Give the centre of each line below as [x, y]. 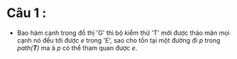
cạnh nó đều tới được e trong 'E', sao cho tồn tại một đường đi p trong [118, 40]
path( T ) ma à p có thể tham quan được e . [77, 48]
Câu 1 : [27, 13]
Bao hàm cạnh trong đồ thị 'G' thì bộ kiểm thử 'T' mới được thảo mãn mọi [123, 33]
